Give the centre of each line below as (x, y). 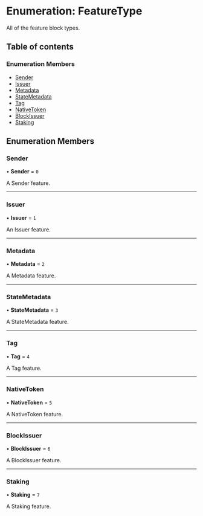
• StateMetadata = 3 (32, 310)
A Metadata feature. (31, 276)
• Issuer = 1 (21, 218)
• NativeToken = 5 (29, 402)
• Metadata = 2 (26, 263)
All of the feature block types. (43, 28)
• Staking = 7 (23, 495)
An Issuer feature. (29, 229)
